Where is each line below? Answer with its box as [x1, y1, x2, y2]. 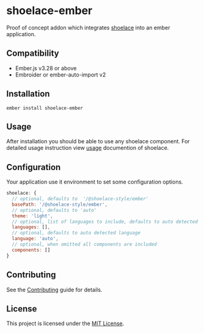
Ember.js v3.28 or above [15, 64, 77, 72]
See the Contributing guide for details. [6, 286, 103, 293]
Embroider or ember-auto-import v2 [15, 71, 106, 78]
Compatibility [6, 48, 59, 59]
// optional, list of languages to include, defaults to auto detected [12, 219, 199, 225]
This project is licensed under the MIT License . [6, 320, 125, 327]
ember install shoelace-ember [6, 105, 84, 111]
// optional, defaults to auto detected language [12, 230, 140, 236]
